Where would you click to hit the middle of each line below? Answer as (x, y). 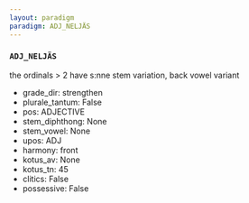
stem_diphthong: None (65, 121)
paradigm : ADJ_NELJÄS (50, 26)
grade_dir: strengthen (63, 92)
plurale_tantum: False (62, 102)
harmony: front (50, 150)
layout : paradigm (42, 18)
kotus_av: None (51, 160)
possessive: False (55, 188)
